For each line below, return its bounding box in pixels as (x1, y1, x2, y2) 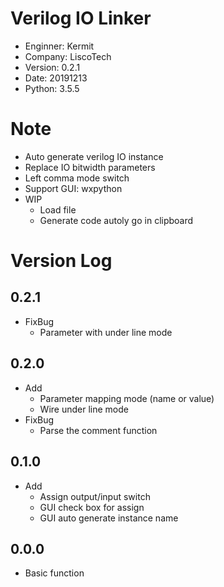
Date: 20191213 (24, 72, 88, 84)
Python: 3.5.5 (24, 82, 80, 94)
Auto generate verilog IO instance (24, 150, 164, 162)
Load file (39, 203, 77, 216)
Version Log (10, 250, 113, 272)
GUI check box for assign (39, 501, 145, 513)
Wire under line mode (39, 403, 129, 415)
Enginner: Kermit (24, 40, 95, 52)
